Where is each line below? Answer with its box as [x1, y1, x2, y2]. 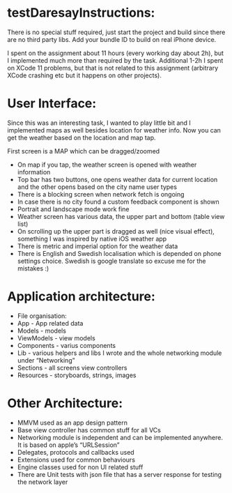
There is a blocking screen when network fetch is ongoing [17, 190, 185, 198]
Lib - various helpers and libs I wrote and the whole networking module [17, 349, 222, 357]
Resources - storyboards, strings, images [17, 371, 137, 379]
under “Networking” [17, 356, 75, 364]
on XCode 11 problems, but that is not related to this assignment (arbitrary [7, 63, 219, 72]
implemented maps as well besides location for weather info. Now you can [7, 126, 222, 134]
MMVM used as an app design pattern [17, 418, 127, 427]
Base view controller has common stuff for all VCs [17, 425, 162, 434]
